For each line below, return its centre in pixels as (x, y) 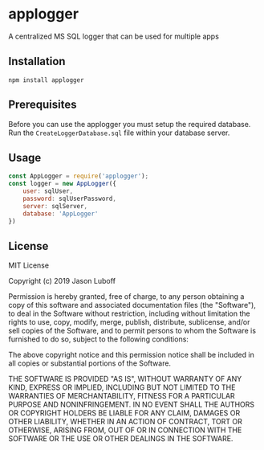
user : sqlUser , (48, 191)
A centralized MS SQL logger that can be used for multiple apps (114, 36)
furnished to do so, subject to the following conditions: (98, 339)
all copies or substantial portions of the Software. (89, 363)
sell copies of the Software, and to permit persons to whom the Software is (132, 331)
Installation (37, 61)
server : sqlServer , (55, 206)
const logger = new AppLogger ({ (62, 184)
